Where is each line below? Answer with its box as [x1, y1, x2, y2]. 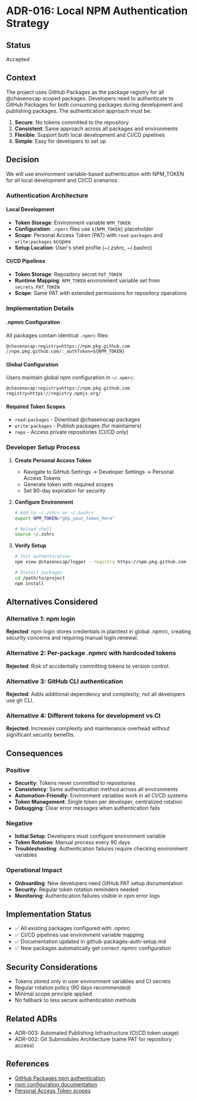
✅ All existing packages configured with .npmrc [14, 925, 131, 932]
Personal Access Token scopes [14, 1087, 91, 1094]
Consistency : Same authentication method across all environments [14, 786, 178, 793]
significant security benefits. [6, 731, 75, 738]
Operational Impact [6, 866, 63, 874]
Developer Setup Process [6, 444, 81, 452]
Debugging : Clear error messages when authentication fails [14, 804, 161, 812]
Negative [6, 819, 33, 827]
